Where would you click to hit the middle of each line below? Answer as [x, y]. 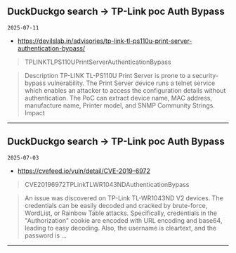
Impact [34, 112]
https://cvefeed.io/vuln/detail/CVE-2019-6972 [84, 171]
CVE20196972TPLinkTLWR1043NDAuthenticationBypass [107, 184]
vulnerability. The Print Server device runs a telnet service [131, 83]
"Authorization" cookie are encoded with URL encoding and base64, [123, 220]
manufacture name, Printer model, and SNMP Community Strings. [120, 105]
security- [205, 75]
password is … [46, 235]
